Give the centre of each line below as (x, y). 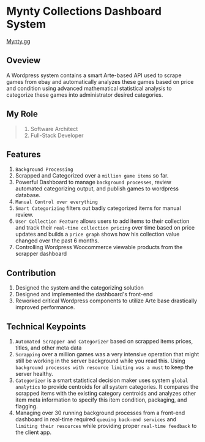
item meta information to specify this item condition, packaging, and (101, 400)
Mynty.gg (18, 41)
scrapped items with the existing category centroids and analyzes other (106, 393)
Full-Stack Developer (57, 135)
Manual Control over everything (56, 202)
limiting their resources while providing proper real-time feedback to (106, 426)
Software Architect (54, 129)
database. (28, 195)
